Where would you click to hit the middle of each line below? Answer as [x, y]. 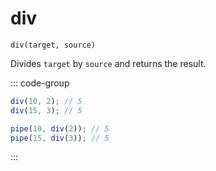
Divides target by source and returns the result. [108, 63]
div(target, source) [53, 45]
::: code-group [40, 83]
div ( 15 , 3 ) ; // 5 [46, 110]
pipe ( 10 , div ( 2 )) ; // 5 [60, 128]
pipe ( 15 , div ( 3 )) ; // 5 [60, 138]
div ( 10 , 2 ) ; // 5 [46, 101]
